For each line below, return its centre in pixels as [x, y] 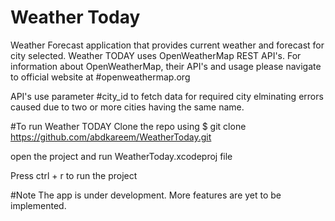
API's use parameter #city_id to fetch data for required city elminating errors [167, 96]
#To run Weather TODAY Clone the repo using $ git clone [128, 126]
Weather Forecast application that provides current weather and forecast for [167, 45]
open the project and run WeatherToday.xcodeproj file [121, 156]
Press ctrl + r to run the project [74, 175]
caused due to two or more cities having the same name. [127, 107]
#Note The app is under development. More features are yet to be [146, 195]
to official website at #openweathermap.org [100, 77]
